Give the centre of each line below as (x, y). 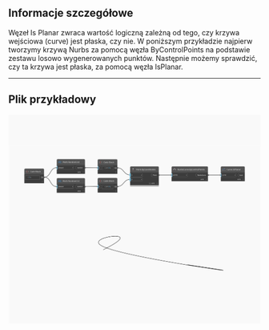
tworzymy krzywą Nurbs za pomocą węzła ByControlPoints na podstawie (129, 49)
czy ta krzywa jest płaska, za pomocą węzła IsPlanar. (96, 67)
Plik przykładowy (52, 100)
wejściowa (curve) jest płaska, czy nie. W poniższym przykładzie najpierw (130, 41)
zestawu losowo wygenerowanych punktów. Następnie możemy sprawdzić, (133, 58)
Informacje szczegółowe (71, 13)
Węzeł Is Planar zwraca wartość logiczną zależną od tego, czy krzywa (124, 32)
